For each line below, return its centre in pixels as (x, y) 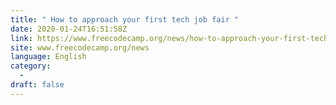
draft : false (37, 85)
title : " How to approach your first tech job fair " (125, 19)
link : (21, 38)
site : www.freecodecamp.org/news (80, 47)
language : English (48, 57)
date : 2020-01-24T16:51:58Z (69, 29)
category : (31, 66)
